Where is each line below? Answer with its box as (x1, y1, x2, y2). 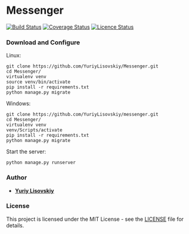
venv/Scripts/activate (6, 127, 63, 133)
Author (6, 174, 27, 182)
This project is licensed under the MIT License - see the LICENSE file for (6, 215, 184, 223)
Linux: (6, 52, 21, 59)
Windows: (6, 100, 31, 107)
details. (6, 221, 24, 229)
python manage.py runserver (6, 159, 76, 166)
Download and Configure (6, 38, 80, 47)
